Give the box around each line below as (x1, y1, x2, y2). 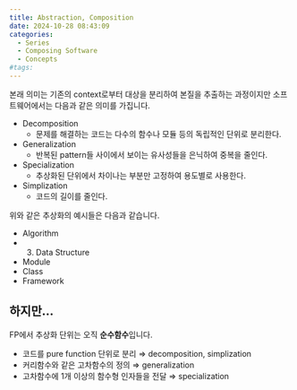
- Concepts (17, 55, 58, 64)
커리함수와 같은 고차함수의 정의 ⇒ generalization (21, 360, 195, 370)
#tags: (9, 64, 34, 73)
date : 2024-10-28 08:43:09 (9, 22, 110, 30)
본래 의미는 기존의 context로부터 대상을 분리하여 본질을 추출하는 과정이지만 (9, 89, 271, 100)
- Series (17, 38, 50, 48)
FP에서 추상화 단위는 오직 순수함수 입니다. (9, 329, 153, 340)
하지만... (9, 304, 55, 319)
